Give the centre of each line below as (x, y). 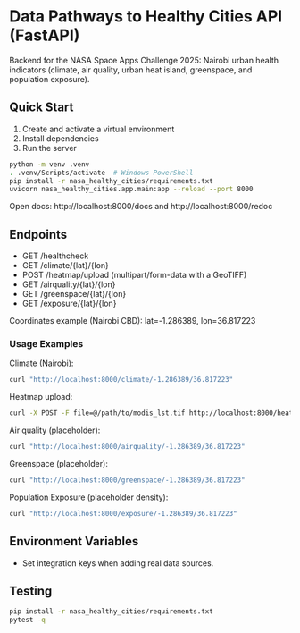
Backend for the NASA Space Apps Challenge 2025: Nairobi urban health (144, 60)
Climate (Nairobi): (42, 363)
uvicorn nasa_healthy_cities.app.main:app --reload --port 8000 (131, 190)
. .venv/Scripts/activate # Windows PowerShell (101, 173)
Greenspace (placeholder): (59, 463)
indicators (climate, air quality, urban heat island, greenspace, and (131, 70)
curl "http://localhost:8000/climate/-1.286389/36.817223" (121, 380)
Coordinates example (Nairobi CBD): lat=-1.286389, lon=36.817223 (133, 321)
